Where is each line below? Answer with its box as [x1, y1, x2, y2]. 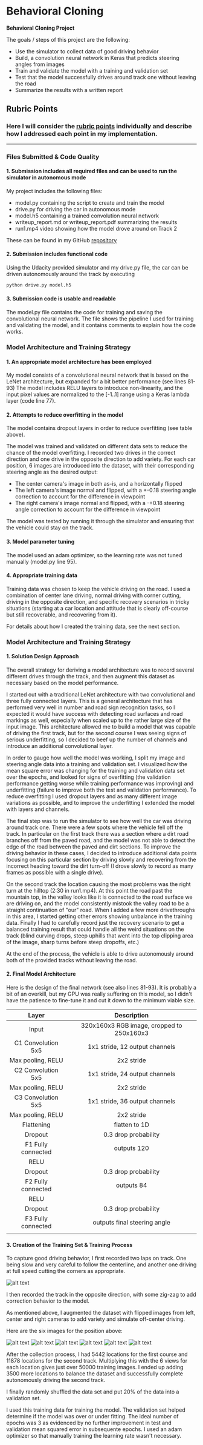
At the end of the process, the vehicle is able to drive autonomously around [6, 950, 194, 957]
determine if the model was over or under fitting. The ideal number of [6, 1413, 179, 1420]
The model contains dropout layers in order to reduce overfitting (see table [6, 425, 193, 432]
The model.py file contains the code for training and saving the [6, 309, 163, 316]
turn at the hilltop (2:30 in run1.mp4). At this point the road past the [6, 887, 173, 894]
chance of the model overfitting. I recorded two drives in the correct [6, 449, 176, 457]
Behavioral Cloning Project [6, 24, 75, 31]
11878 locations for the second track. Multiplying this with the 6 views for [6, 1357, 188, 1364]
